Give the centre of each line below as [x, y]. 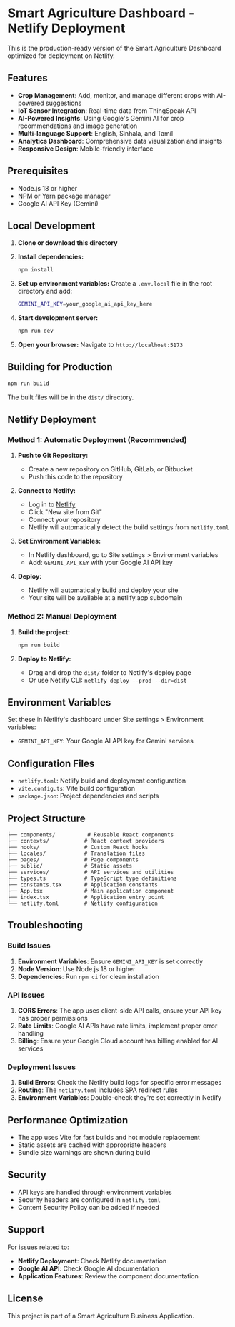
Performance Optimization [68, 1120]
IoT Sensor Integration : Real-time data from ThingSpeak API [107, 110]
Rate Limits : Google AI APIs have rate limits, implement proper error [117, 1026]
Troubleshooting [45, 925]
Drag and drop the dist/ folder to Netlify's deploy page [110, 672]
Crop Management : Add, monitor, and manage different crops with [116, 95]
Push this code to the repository [75, 477]
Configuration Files [51, 763]
